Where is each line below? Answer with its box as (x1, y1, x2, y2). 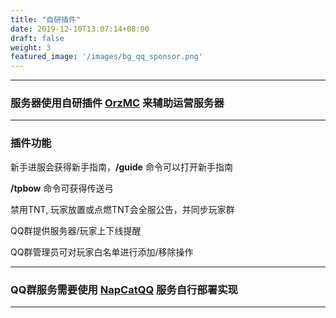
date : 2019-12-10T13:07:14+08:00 (10, 24, 150, 34)
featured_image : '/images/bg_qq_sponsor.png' (10, 52, 203, 62)
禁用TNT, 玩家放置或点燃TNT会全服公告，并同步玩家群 (10, 203, 235, 215)
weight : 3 (10, 42, 52, 53)
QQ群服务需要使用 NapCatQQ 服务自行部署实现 (10, 282, 238, 296)
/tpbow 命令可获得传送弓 (10, 182, 114, 194)
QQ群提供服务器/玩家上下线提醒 (10, 224, 142, 236)
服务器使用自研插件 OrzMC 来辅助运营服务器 (10, 96, 225, 110)
